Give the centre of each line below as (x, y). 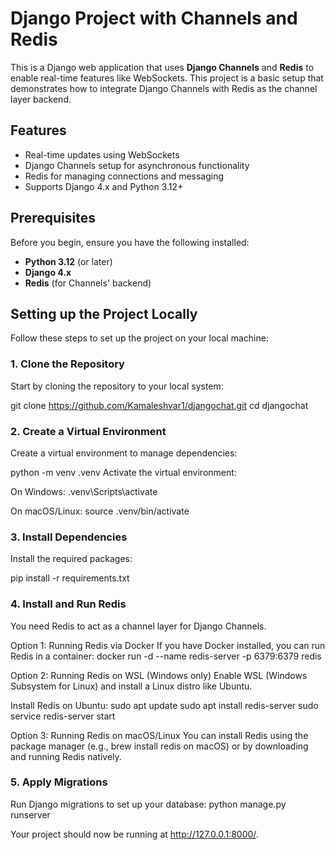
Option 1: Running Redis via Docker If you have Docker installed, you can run (168, 645)
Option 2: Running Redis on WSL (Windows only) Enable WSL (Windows (159, 675)
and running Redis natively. (66, 756)
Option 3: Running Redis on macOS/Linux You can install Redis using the (159, 735)
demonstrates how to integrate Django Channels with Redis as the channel (164, 88)
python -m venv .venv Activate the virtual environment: (123, 472)
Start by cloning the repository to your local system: (117, 386)
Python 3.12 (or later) (68, 261)
